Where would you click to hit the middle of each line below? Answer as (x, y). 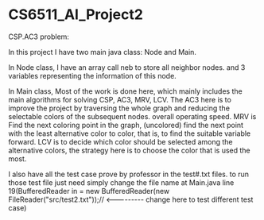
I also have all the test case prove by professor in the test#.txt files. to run (128, 174)
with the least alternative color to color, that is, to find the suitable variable (130, 133)
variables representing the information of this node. (92, 75)
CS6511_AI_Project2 (76, 15)
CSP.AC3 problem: (39, 37)
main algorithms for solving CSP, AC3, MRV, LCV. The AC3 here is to (120, 99)
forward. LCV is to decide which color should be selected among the (120, 141)
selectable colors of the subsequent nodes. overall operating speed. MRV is (132, 116)
